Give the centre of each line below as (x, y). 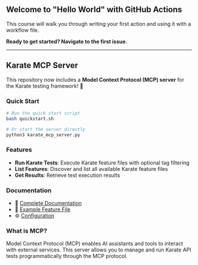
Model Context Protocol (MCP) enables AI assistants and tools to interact (95, 244)
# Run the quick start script (43, 113)
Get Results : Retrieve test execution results (67, 175)
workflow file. (23, 30)
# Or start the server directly (46, 129)
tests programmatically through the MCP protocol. (67, 256)
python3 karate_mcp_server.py (43, 135)
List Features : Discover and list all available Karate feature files (91, 169)
